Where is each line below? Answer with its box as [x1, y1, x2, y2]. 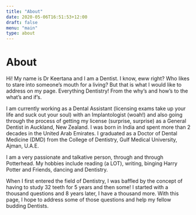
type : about [6, 30, 35, 36]
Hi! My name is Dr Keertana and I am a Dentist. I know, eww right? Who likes [6, 75, 190, 82]
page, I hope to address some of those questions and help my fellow [6, 196, 171, 203]
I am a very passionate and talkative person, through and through [6, 153, 164, 161]
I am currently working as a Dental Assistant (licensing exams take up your [6, 105, 186, 112]
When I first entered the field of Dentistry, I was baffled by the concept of [6, 178, 183, 185]
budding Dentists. [6, 203, 49, 210]
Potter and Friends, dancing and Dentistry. [6, 166, 108, 173]
